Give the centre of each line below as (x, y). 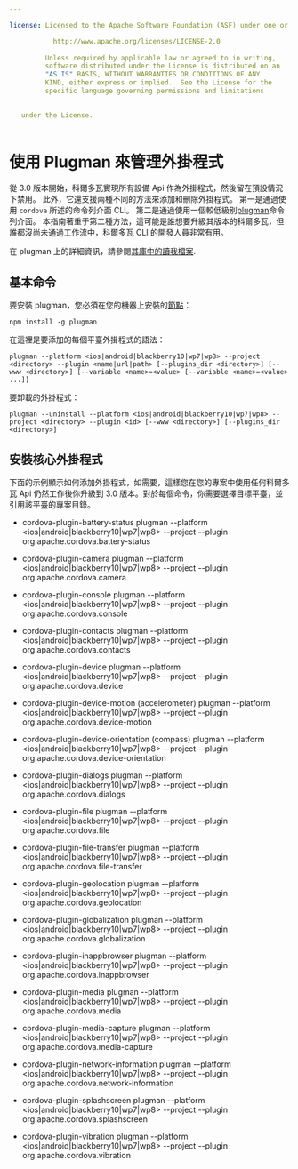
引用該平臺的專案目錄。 (52, 505)
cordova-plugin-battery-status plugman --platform (115, 523)
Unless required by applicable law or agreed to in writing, (161, 58)
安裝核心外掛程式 (56, 459)
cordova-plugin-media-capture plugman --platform (116, 1029)
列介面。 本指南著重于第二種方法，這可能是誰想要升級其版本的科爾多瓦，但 (147, 221)
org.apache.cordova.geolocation (82, 902)
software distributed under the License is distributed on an (162, 66)
